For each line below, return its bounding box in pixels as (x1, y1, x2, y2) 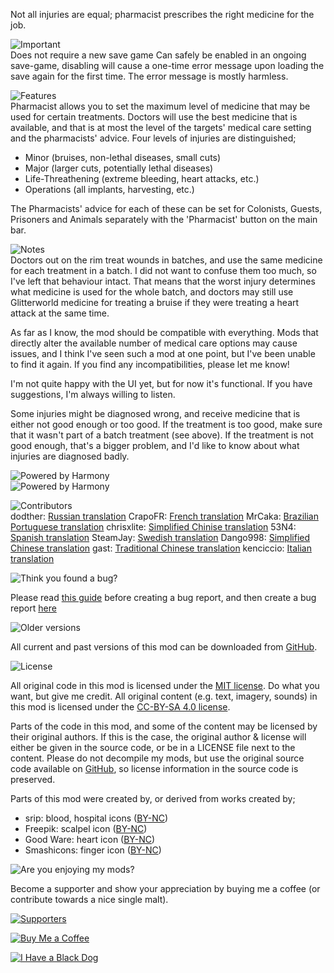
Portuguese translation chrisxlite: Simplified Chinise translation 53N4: (10, 521, 297, 533)
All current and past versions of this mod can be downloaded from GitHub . (10, 641, 318, 653)
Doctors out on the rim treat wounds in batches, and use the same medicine (10, 254, 323, 266)
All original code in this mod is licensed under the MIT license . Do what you (10, 680, 320, 691)
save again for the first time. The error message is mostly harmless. (10, 70, 289, 82)
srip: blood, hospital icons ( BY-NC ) (24, 812, 169, 824)
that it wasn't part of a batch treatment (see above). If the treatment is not (10, 429, 314, 441)
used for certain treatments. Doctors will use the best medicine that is (10, 111, 298, 123)
